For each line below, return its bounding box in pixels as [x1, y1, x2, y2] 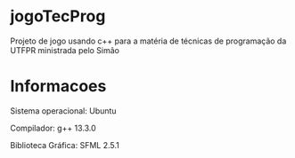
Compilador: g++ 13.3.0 [10, 122, 96, 133]
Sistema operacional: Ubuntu [10, 105, 117, 116]
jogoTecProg [10, 6, 106, 27]
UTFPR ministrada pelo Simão [10, 44, 119, 55]
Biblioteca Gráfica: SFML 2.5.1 [10, 139, 119, 150]
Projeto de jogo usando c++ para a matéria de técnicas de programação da [10, 36, 287, 46]
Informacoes [10, 76, 107, 97]
